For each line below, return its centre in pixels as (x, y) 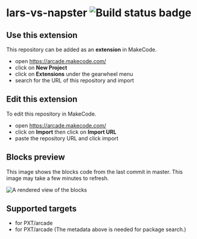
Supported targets (42, 209)
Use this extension (42, 35)
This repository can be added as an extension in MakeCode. (82, 49)
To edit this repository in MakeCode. (51, 114)
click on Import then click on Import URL (66, 132)
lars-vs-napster (47, 13)
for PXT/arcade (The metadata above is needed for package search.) (101, 229)
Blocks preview (36, 157)
